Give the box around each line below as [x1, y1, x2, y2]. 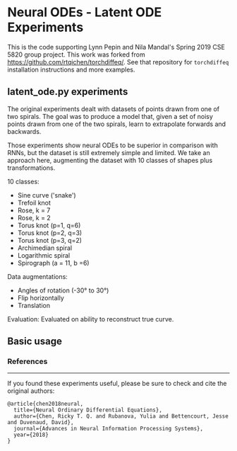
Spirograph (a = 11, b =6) [17, 258, 90, 267]
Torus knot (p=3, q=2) [17, 236, 83, 244]
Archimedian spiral [17, 244, 73, 252]
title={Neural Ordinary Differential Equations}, [13, 406, 162, 414]
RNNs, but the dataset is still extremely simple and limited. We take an [7, 148, 210, 156]
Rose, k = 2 [17, 213, 51, 222]
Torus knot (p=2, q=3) [17, 228, 83, 237]
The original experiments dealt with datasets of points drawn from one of [7, 104, 220, 113]
